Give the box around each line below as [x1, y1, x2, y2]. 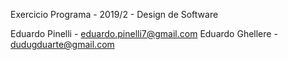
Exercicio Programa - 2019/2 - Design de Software [10, 9, 219, 20]
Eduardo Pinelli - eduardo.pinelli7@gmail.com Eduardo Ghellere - [10, 28, 278, 39]
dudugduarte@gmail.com [10, 39, 115, 50]
